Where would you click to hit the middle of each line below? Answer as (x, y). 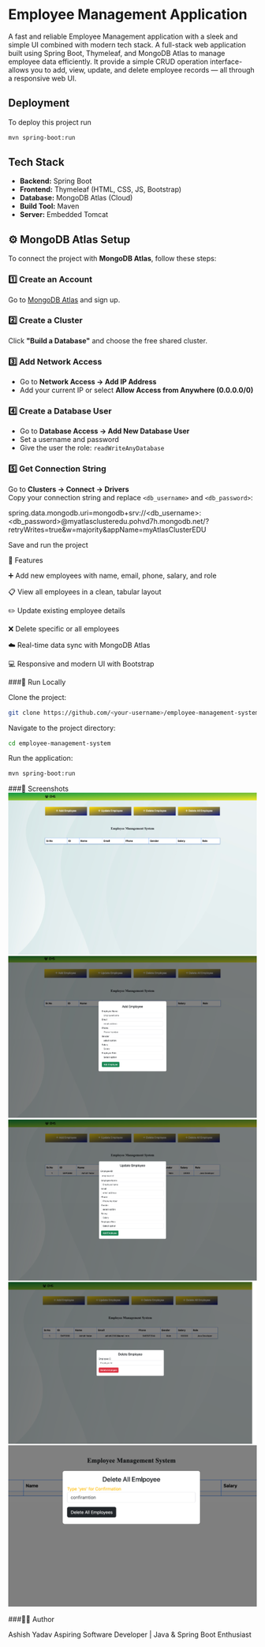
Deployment (39, 103)
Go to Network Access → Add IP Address (88, 382)
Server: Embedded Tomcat (64, 215)
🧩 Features (26, 560)
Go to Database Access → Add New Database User (105, 431)
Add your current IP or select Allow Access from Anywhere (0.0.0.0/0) (136, 390)
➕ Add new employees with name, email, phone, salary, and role (112, 575)
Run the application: (41, 758)
